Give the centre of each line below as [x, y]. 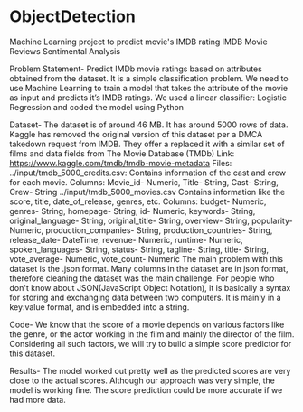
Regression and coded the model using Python [96, 107]
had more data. [38, 399]
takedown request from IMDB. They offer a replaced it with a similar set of [147, 144]
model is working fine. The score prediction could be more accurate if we [146, 389]
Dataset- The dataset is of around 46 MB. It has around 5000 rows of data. [149, 125]
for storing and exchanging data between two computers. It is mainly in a [146, 297]
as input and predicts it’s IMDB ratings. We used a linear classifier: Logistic [148, 98]
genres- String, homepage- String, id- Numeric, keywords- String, [133, 211]
